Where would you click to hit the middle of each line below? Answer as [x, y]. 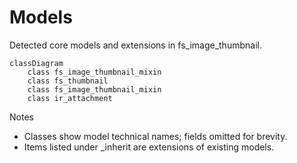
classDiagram [36, 63]
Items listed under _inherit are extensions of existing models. [149, 147]
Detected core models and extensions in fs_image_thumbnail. [135, 45]
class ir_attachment [70, 98]
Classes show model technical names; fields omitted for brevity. [155, 136]
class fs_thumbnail [68, 81]
